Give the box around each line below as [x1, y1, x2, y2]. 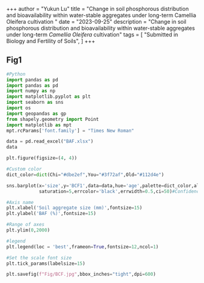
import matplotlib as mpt [6, 121, 72, 128]
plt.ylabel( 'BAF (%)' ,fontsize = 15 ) [6, 211, 97, 217]
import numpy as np [6, 88, 56, 94]
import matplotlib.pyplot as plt [6, 94, 91, 100]
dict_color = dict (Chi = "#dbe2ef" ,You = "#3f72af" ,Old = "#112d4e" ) [6, 171, 165, 178]
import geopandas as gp [6, 111, 67, 117]
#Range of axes [6, 222, 45, 228]
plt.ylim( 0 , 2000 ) [6, 227, 50, 233]
